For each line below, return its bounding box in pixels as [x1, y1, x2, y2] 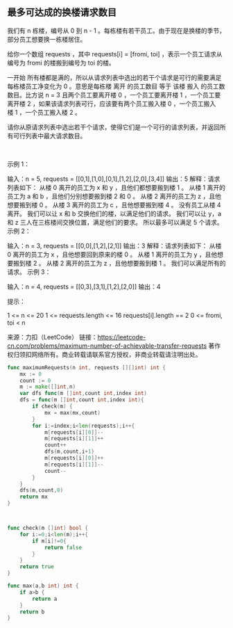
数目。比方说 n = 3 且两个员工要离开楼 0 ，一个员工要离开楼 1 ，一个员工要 [7, 90, 221, 99]
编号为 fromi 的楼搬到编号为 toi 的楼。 [7, 58, 116, 67]
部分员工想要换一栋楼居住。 [7, 35, 87, 43]
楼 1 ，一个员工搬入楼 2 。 [7, 108, 81, 116]
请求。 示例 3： [7, 267, 51, 276]
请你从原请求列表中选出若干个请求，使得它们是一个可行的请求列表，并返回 [7, 122, 220, 131]
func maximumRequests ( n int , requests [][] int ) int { [7, 364, 166, 371]
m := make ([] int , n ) [19, 383, 76, 391]
